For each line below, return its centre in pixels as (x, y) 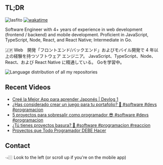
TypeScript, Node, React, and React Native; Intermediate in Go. (69, 40)
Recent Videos (28, 87)
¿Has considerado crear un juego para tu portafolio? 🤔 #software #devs (84, 104)
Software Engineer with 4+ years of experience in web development (74, 29)
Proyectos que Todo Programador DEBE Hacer (59, 130)
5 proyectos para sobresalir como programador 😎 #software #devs (80, 115)
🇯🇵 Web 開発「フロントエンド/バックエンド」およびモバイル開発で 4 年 (80, 50)
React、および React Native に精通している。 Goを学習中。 (65, 62)
